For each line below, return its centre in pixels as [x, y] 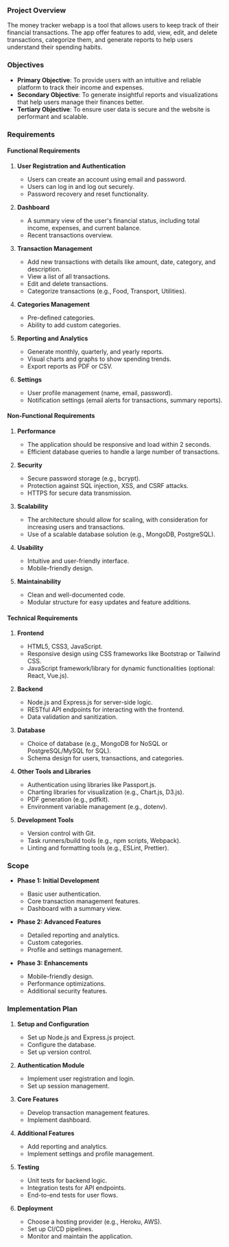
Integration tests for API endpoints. [76, 1187]
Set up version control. [59, 1052]
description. [44, 269]
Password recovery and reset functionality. [88, 194]
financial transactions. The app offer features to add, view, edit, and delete [112, 32]
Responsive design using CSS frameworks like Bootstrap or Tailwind [124, 654]
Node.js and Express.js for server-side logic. [90, 703]
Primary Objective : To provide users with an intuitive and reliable [109, 80]
